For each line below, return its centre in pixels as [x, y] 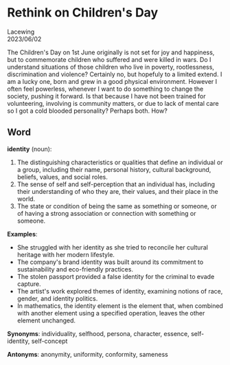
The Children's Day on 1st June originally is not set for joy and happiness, [111, 52]
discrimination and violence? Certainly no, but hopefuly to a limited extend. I [115, 74]
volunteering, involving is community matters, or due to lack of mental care [113, 103]
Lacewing [21, 32]
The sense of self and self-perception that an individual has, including [116, 184]
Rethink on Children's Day [83, 13]
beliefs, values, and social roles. [62, 177]
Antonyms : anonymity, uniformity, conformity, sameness [88, 354]
